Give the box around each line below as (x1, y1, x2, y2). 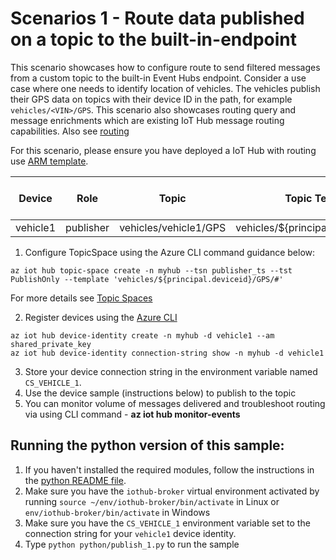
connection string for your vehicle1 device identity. (24, 527, 237, 539)
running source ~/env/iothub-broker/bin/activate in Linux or (24, 495, 280, 507)
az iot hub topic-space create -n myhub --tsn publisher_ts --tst (10, 265, 293, 276)
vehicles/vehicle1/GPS (119, 220, 227, 234)
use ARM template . (10, 155, 89, 167)
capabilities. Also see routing (10, 125, 130, 137)
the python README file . (24, 474, 127, 486)
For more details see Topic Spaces (10, 292, 153, 304)
